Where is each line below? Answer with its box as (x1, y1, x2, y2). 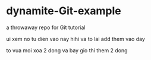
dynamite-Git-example (6, 4, 121, 18)
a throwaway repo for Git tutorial (6, 24, 86, 31)
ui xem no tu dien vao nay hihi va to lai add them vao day (6, 35, 146, 42)
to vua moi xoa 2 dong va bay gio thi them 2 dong (6, 46, 128, 54)
